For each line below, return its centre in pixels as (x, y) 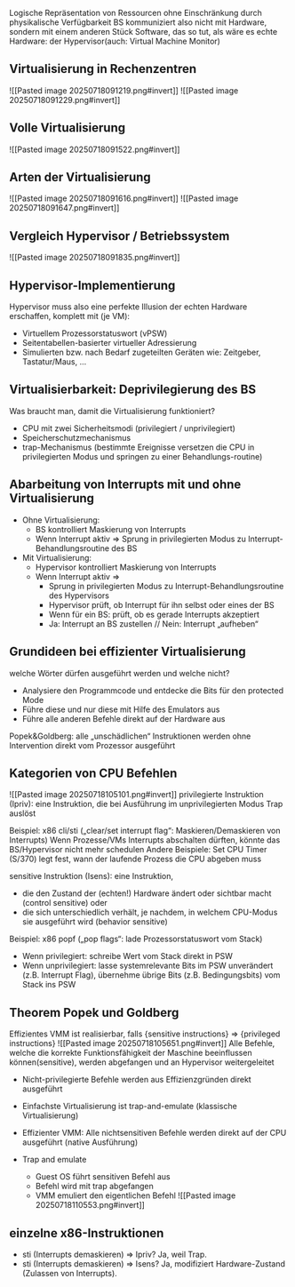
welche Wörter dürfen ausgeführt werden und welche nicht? (120, 673)
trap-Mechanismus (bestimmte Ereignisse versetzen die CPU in (138, 447)
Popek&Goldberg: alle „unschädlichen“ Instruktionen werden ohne (130, 736)
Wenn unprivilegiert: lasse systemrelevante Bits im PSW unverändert (147, 966)
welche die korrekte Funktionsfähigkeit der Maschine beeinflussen (131, 1053)
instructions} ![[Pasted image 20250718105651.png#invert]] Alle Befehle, (142, 1043)
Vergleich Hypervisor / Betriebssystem (120, 236)
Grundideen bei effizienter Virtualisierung (128, 652)
